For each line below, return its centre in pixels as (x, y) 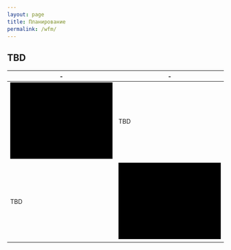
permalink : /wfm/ (32, 29)
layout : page (26, 14)
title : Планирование (37, 22)
